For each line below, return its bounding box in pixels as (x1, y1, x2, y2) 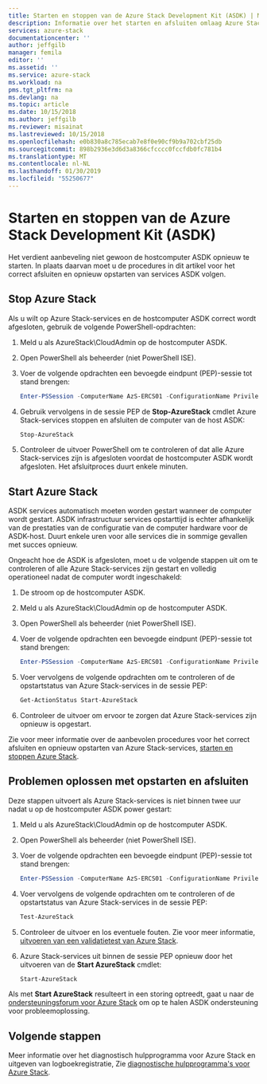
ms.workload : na (8, 78, 62, 86)
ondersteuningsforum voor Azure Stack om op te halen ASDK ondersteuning (8, 998, 258, 1007)
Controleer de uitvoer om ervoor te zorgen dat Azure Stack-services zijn (19, 710, 257, 720)
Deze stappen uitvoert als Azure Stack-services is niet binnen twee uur (8, 795, 241, 805)
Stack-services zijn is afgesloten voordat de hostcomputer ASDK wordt (19, 454, 253, 463)
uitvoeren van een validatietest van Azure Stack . (19, 936, 179, 945)
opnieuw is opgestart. (19, 719, 91, 729)
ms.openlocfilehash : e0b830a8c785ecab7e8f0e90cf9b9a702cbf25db (8, 137, 222, 146)
